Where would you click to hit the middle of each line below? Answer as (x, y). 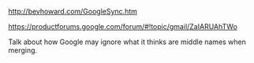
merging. (23, 50)
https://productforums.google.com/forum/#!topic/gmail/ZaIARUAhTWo (123, 26)
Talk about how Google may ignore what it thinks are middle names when (127, 42)
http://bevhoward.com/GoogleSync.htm (73, 11)
